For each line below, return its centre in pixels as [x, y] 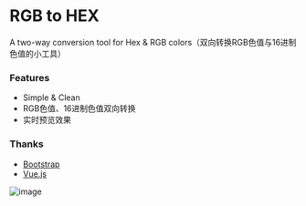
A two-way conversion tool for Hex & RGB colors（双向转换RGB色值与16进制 [153, 42]
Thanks [26, 144]
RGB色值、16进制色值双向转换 [79, 108]
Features [30, 77]
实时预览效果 [47, 120]
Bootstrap [41, 164]
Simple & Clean [51, 98]
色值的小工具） [37, 53]
